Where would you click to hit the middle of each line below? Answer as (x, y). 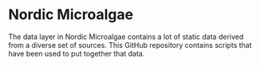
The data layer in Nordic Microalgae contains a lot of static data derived (126, 37)
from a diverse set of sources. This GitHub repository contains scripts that (130, 45)
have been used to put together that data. (77, 53)
